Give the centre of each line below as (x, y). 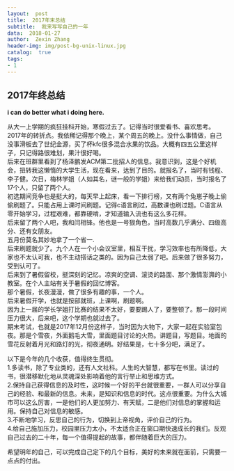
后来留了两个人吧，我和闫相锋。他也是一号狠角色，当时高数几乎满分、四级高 (117, 223)
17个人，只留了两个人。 (41, 188)
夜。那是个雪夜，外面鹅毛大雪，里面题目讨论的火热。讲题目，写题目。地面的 (117, 335)
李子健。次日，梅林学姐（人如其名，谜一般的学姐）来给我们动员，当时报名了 (117, 179)
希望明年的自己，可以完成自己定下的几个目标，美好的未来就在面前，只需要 (114, 452)
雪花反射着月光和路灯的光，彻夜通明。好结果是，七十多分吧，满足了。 (108, 344)
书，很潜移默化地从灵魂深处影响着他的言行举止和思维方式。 (93, 376)
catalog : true (29, 53)
